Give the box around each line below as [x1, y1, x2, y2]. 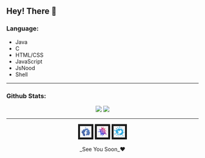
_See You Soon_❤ [79, 145, 126, 153]
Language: [6, 24, 39, 33]
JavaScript [15, 57, 43, 65]
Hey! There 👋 [6, 6, 57, 16]
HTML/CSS [15, 51, 44, 59]
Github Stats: [6, 92, 47, 100]
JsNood [15, 64, 35, 71]
